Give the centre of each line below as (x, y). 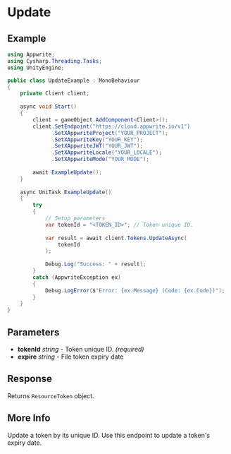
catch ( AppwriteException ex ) (77, 277)
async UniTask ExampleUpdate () (66, 192)
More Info (29, 418)
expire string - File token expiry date (70, 357)
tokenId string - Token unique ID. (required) (81, 349)
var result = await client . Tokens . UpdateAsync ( (116, 238)
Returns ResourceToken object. (51, 395)
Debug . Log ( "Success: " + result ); (95, 264)
